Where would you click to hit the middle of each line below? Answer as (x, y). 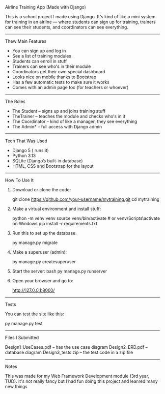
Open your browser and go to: (43, 281)
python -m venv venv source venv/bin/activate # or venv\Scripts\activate (86, 218)
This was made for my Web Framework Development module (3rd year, (77, 376)
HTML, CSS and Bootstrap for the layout (53, 166)
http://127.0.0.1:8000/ (33, 290)
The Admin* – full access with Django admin (57, 127)
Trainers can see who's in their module (52, 66)
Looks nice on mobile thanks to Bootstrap (54, 77)
